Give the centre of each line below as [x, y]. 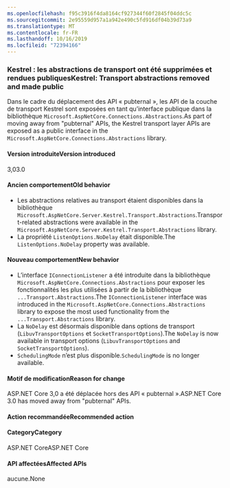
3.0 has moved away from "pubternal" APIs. [69, 401]
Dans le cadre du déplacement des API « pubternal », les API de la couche [112, 102]
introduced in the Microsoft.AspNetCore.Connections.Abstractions [111, 304]
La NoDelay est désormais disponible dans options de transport [106, 326]
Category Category [35, 432]
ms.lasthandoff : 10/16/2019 [47, 39]
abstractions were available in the [91, 222]
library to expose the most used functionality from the [93, 311]
